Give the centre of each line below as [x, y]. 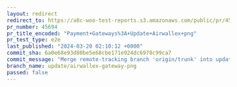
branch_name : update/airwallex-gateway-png [72, 66]
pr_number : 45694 [32, 27]
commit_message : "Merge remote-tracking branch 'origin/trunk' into [110, 60]
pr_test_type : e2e [34, 40]
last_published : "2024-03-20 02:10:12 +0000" [75, 46]
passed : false [28, 72]
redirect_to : [26, 20]
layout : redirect [32, 14]
